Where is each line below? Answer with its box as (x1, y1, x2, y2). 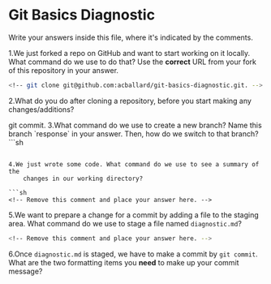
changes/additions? (8, 104, 75, 114)
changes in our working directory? (23, 174, 144, 183)
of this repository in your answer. (8, 65, 119, 75)
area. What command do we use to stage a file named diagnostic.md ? (8, 218, 242, 228)
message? (8, 266, 43, 276)
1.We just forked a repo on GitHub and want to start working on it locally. (8, 48, 251, 58)
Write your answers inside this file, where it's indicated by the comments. (8, 32, 253, 42)
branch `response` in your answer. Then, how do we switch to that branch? (8, 128, 259, 139)
